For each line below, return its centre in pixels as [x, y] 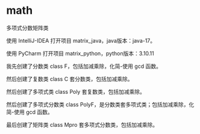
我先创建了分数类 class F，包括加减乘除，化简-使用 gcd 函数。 [84, 66]
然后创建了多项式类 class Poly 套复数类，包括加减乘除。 [76, 91]
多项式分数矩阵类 [27, 28]
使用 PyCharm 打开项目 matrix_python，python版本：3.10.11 [80, 53]
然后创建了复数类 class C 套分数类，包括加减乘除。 [70, 79]
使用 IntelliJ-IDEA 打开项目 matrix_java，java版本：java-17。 [81, 40]
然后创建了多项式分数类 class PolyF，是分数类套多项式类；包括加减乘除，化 [100, 104]
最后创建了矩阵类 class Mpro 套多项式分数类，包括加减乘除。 [82, 124]
